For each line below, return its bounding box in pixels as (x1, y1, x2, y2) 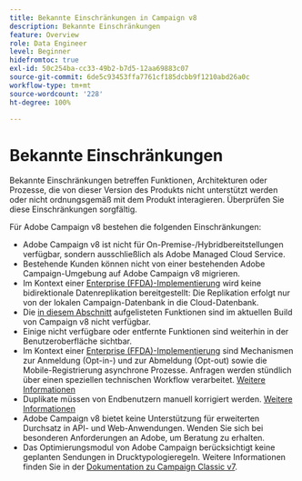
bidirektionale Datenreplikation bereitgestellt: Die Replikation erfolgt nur (22, 287, 291, 298)
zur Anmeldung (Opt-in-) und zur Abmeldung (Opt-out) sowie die (22, 356, 267, 366)
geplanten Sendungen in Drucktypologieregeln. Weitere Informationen (22, 452, 287, 463)
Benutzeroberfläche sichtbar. (22, 336, 133, 346)
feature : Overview (9, 30, 79, 39)
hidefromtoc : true (9, 55, 79, 65)
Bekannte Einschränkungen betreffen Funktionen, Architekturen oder (9, 175, 267, 186)
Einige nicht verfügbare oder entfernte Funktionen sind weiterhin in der (22, 326, 289, 337)
